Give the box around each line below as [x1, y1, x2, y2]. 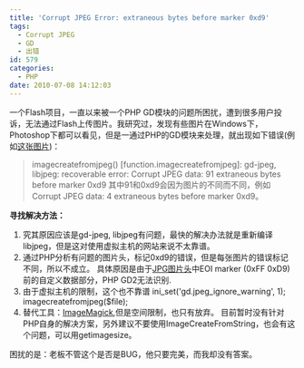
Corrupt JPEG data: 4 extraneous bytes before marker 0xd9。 [31, 190, 264, 201]
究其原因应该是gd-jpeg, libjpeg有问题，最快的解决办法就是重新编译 [22, 228, 274, 240]
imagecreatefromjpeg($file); [22, 295, 129, 306]
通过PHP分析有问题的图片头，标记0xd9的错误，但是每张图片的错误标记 [22, 251, 289, 263]
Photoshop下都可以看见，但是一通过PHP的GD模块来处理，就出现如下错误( [9, 129, 288, 140]
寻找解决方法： [9, 209, 65, 220]
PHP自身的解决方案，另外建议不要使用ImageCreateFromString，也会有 [22, 318, 288, 329]
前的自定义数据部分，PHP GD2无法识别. [22, 274, 172, 286]
